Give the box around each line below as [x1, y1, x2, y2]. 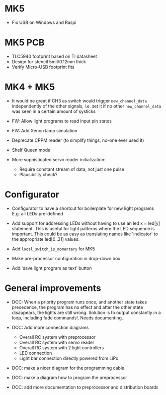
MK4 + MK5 [4, 82, 55, 93]
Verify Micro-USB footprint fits [11, 64, 75, 70]
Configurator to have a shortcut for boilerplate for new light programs [11, 205, 154, 211]
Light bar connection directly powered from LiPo [19, 355, 119, 361]
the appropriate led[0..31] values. [11, 236, 80, 242]
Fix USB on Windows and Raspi [11, 19, 77, 25]
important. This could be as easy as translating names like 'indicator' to [11, 231, 158, 237]
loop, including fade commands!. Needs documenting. [11, 314, 123, 321]
